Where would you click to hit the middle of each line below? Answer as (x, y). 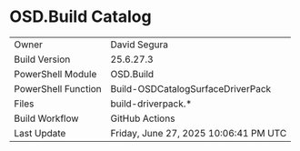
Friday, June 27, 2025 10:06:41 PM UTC (199, 133)
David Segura (139, 45)
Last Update (40, 133)
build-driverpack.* (151, 104)
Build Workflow (46, 118)
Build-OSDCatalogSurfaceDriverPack (191, 88)
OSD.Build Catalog (80, 17)
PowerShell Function (58, 88)
